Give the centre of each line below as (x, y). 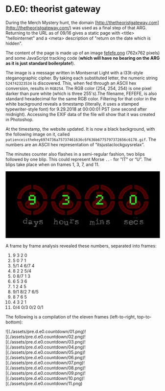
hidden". (14, 43)
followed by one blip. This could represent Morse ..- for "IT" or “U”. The (79, 159)
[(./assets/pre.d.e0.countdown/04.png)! (46, 347)
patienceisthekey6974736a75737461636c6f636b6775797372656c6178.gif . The (81, 139)
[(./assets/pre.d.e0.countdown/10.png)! (45, 378)
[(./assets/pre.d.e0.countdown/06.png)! (46, 358)
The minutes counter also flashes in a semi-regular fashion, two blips (75, 154)
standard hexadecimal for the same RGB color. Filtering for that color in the (81, 98)
